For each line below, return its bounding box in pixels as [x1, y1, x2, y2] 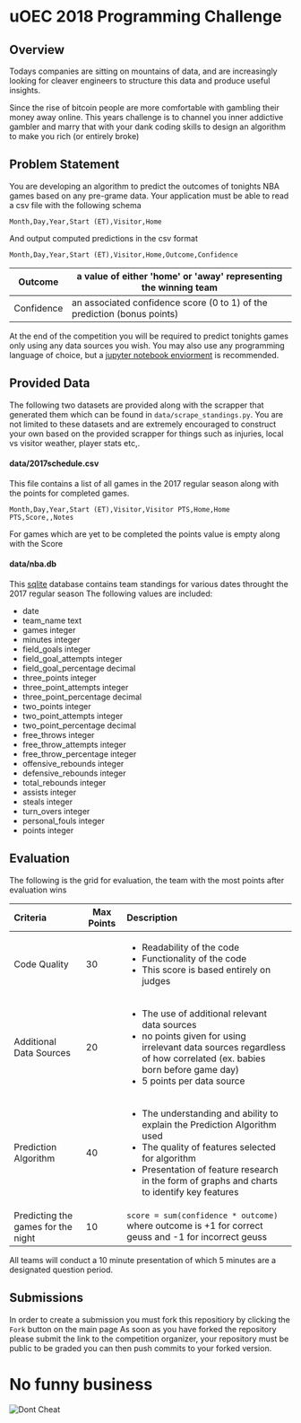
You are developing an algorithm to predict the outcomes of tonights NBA [9, 180, 280, 191]
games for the [13, 1220, 73, 1233]
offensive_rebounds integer [21, 759, 125, 769]
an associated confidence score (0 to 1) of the [71, 296, 268, 309]
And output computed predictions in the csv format [9, 233, 199, 243]
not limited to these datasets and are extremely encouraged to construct [9, 418, 277, 429]
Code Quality [13, 958, 69, 971]
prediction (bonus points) [71, 307, 179, 320]
